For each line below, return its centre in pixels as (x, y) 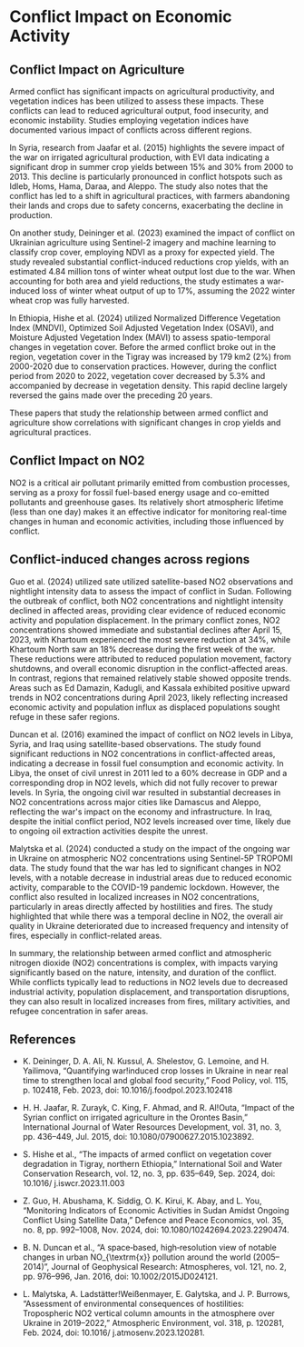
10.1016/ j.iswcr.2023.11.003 (74, 1183)
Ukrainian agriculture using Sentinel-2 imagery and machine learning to (143, 242)
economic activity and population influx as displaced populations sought (145, 707)
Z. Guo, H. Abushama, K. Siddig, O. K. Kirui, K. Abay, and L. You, (142, 1201)
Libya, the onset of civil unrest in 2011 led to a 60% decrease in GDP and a (148, 773)
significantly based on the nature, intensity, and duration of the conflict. (143, 972)
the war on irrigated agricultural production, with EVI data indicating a (139, 157)
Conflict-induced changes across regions (130, 559)
